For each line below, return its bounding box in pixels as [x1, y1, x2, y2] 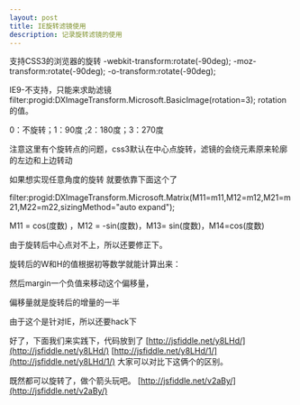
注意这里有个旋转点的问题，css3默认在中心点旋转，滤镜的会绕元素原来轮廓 [9, 143, 288, 154]
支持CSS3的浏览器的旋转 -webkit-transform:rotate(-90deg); [9, 56, 232, 67]
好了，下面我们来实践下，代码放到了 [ [9, 336, 150, 346]
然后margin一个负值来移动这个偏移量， [9, 278, 154, 289]
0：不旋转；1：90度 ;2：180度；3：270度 [9, 124, 164, 135]
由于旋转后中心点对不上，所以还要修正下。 [9, 240, 168, 251]
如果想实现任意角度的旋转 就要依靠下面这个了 [9, 174, 177, 185]
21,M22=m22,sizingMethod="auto [9, 202, 137, 213]
